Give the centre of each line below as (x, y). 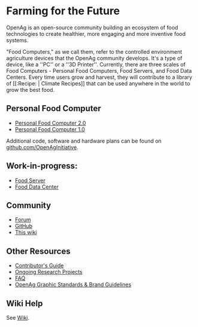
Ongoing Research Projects (48, 272)
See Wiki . (18, 318)
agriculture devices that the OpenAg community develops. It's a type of (94, 58)
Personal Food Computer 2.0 (50, 123)
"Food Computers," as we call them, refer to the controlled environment (94, 51)
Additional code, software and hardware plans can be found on (84, 141)
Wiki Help (25, 303)
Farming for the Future (63, 11)
